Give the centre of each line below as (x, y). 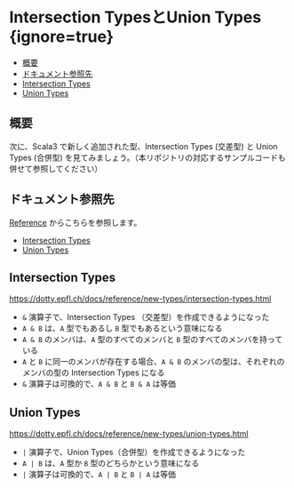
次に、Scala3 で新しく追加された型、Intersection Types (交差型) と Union (143, 146)
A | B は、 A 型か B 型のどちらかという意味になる (111, 463)
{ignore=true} (61, 37)
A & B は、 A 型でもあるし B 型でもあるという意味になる (122, 328)
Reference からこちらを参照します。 (75, 222)
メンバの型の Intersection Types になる (93, 372)
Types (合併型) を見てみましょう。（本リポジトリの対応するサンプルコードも (147, 157)
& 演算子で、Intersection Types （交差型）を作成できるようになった (146, 317)
